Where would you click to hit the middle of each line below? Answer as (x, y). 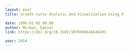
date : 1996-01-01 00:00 (29, 23)
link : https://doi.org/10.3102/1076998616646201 (56, 32)
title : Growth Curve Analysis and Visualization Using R (64, 14)
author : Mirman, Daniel (29, 27)
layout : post (18, 10)
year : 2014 (16, 41)
